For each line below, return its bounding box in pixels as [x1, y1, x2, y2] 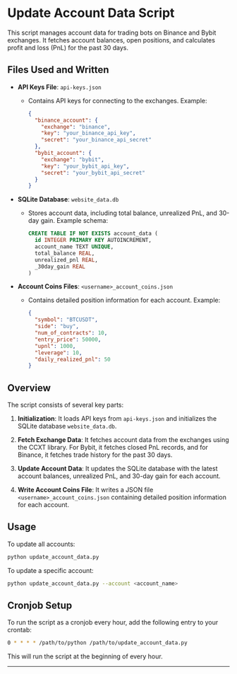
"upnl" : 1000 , [34, 342, 76, 349]
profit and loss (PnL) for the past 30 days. [7, 43, 129, 52]
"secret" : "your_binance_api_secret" [41, 136, 152, 144]
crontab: [7, 626, 32, 634]
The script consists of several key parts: [7, 401, 124, 409]
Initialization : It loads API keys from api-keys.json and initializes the [17, 414, 217, 423]
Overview [7, 382, 51, 394]
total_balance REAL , [34, 250, 95, 257]
